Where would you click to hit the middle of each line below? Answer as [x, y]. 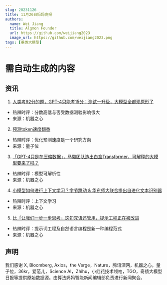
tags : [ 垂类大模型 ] [23, 42]
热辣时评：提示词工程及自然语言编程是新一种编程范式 [67, 228]
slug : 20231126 [21, 10]
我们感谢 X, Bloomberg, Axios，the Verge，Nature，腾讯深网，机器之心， [81, 265]
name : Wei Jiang [26, 24]
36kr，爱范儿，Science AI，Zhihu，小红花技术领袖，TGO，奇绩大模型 [90, 271]
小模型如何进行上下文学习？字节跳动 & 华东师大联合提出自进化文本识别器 [87, 190]
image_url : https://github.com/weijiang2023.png [61, 38]
